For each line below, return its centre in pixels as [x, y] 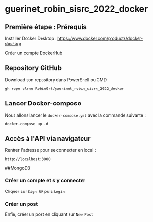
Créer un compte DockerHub [34, 53]
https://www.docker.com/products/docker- [100, 38]
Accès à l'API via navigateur [48, 139]
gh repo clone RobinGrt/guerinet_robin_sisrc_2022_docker [64, 89]
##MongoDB [18, 168]
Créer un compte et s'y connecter [45, 181]
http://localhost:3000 [28, 159]
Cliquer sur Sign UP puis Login [35, 191]
